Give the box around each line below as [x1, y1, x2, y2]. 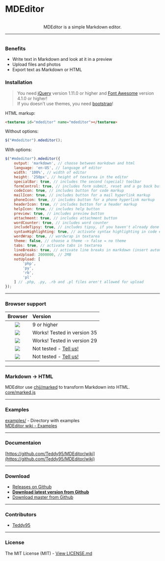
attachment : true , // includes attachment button [14, 215, 118, 220]
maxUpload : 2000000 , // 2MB [14, 252, 71, 257]
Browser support [5, 300, 47, 307]
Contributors [5, 511, 37, 518]
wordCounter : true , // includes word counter [14, 220, 109, 225]
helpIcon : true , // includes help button [14, 206, 100, 212]
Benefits [5, 45, 26, 52]
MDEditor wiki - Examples [5, 423, 57, 428]
